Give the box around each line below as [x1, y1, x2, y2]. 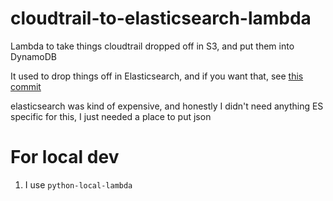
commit [10, 80, 42, 92]
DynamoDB [10, 50, 58, 62]
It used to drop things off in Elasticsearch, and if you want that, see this [10, 70, 304, 82]
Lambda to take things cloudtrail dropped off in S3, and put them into [10, 40, 295, 52]
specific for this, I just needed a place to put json [10, 110, 212, 122]
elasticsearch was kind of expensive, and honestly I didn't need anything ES [10, 100, 324, 112]
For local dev [10, 146, 120, 169]
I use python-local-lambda [24, 178, 133, 191]
